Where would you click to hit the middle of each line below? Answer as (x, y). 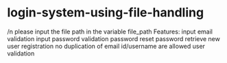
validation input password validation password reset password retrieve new (114, 38)
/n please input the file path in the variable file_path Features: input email (110, 32)
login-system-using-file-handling (106, 13)
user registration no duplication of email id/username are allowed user (106, 46)
